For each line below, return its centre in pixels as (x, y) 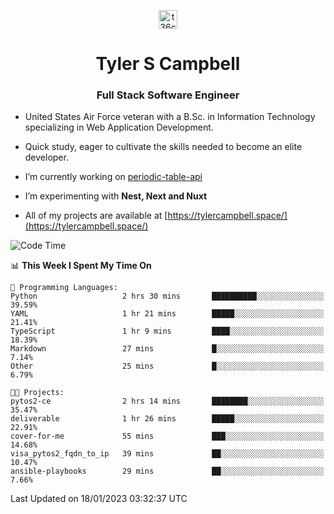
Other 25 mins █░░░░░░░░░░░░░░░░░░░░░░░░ (167, 366)
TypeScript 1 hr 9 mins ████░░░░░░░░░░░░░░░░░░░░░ (167, 331)
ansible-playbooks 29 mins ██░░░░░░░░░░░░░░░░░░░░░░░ (167, 471)
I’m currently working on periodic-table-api (113, 177)
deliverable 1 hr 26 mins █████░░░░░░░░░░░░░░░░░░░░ (167, 419)
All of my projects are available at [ (96, 216)
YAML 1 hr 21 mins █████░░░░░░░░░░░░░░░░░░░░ (167, 314)
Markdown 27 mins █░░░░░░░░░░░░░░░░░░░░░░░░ (167, 349)
